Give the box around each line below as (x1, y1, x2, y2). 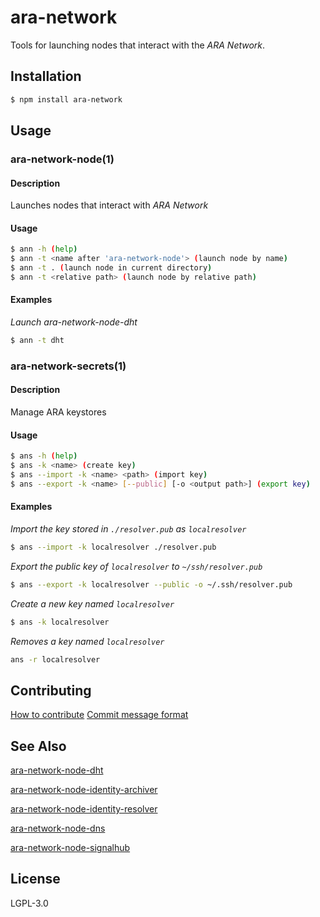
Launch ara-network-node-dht (10, 316, 138, 328)
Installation (10, 68, 82, 85)
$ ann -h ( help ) (10, 244, 78, 255)
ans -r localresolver (10, 654, 101, 665)
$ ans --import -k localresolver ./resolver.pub (10, 542, 217, 552)
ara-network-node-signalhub (10, 842, 131, 854)
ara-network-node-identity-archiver (10, 784, 158, 796)
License (10, 871, 61, 888)
